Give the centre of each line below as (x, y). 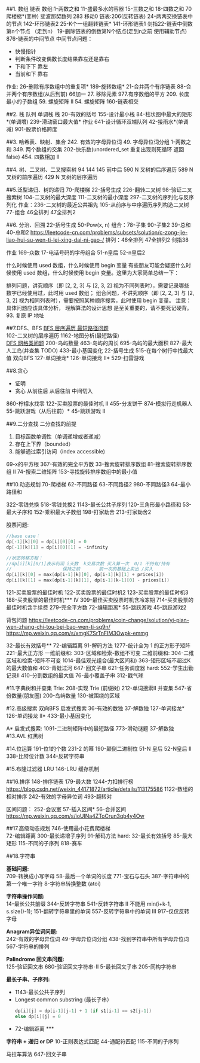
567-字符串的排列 (28, 946)
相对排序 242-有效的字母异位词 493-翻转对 (59, 797)
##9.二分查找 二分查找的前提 (41, 424)
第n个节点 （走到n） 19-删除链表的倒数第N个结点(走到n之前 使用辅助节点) (97, 31)
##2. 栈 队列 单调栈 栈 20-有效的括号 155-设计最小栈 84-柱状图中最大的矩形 (99, 114)
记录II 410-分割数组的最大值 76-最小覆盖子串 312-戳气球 (75, 675)
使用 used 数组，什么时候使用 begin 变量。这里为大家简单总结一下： (95, 273)
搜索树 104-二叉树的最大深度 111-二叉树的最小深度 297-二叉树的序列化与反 (98, 197)
